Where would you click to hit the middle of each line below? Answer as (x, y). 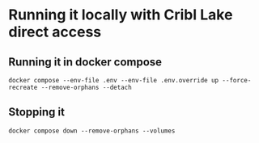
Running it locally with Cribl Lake (121, 15)
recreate (23, 87)
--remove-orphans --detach (86, 87)
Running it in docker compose (85, 62)
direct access (55, 32)
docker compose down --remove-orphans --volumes (92, 131)
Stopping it (36, 112)
